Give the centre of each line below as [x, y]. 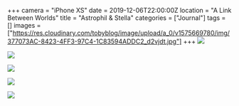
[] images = [24, 25]
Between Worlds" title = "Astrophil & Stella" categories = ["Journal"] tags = [117, 18]
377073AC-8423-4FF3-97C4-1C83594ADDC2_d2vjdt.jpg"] [95, 41]
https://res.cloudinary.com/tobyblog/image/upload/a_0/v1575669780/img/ [121, 33]
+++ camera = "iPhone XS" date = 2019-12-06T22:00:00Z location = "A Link [119, 10]
